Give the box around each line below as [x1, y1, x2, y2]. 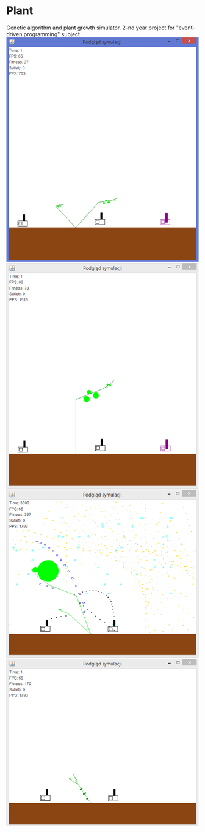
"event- [176, 24, 195, 31]
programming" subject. [23, 30, 82, 37]
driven [6, 30, 23, 37]
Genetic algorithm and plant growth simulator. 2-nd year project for [6, 24, 175, 31]
